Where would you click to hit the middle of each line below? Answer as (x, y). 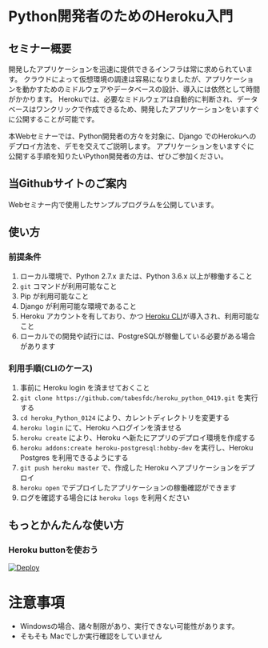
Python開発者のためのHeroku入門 (121, 16)
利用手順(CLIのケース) (51, 369)
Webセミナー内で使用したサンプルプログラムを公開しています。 (113, 204)
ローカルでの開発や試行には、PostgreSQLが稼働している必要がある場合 (138, 336)
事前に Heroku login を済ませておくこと (85, 387)
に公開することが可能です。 (54, 119)
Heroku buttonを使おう (53, 550)
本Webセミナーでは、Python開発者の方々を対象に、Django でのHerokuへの (132, 136)
